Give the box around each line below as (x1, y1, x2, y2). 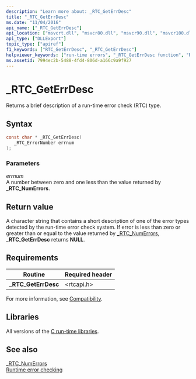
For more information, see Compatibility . (6, 295, 103, 302)
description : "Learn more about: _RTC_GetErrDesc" (6, 8, 132, 15)
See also (6, 344, 38, 354)
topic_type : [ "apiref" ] (6, 42, 64, 47)
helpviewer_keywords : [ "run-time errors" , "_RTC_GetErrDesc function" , (6, 52, 184, 58)
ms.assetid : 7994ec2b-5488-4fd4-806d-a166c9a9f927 (6, 57, 132, 63)
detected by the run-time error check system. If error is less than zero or (6, 223, 181, 230)
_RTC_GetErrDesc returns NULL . (6, 236, 85, 243)
